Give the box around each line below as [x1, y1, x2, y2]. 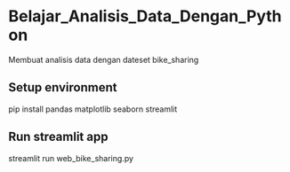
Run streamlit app [8, 129, 109, 145]
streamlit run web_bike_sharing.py [8, 152, 134, 163]
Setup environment [8, 80, 117, 95]
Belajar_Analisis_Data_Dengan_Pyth [8, 6, 282, 27]
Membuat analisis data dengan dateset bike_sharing [8, 54, 199, 65]
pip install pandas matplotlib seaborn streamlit [8, 104, 178, 114]
